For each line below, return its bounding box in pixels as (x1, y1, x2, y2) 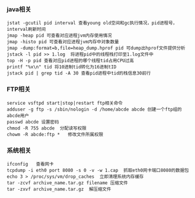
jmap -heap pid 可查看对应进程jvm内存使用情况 (7, 33, 112, 39)
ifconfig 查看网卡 (7, 161, 54, 167)
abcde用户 (7, 112, 29, 119)
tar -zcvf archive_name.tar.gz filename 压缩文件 (7, 180, 128, 186)
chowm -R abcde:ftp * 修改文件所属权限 (7, 131, 103, 137)
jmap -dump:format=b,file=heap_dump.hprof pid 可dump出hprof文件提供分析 (7, 46, 186, 51)
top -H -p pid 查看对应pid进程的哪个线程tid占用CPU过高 (7, 58, 135, 64)
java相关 (7, 5, 31, 13)
